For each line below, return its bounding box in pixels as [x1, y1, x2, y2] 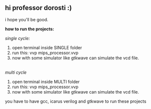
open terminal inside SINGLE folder [12, 44, 82, 50]
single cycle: [5, 35, 30, 41]
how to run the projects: [5, 26, 54, 32]
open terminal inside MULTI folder [12, 79, 80, 84]
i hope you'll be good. [5, 16, 48, 22]
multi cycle [5, 69, 27, 75]
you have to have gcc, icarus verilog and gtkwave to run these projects [5, 98, 147, 104]
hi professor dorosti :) [5, 4, 72, 12]
